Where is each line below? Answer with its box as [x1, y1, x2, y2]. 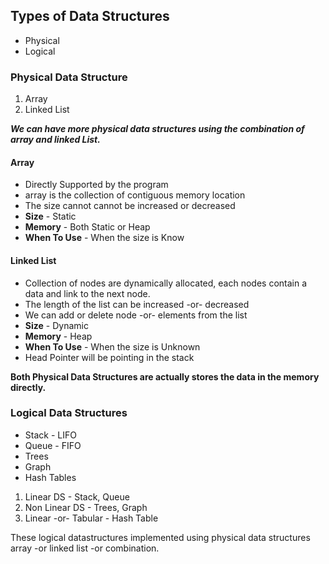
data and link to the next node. [24, 287, 151, 299]
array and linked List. [10, 134, 101, 146]
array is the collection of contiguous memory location [24, 189, 246, 201]
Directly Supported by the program [24, 179, 169, 191]
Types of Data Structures [10, 8, 170, 25]
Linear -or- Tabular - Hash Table [24, 512, 159, 524]
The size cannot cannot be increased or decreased [24, 200, 236, 212]
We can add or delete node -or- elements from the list [24, 309, 248, 321]
